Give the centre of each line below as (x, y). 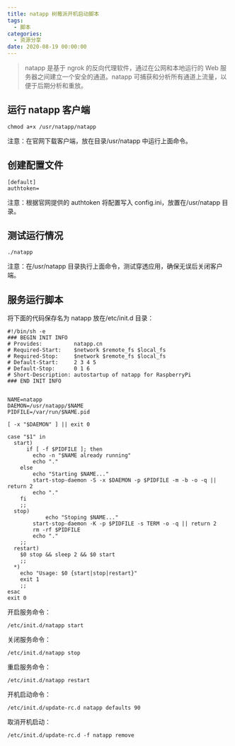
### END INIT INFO (34, 381)
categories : (25, 34)
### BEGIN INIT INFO (38, 338)
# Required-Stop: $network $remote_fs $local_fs (87, 356)
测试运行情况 (35, 236)
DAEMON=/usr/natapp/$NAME (45, 406)
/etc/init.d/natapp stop (44, 653)
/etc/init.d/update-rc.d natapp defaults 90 (74, 708)
